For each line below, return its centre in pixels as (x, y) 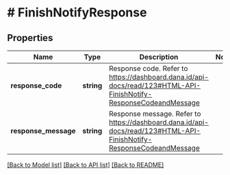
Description (159, 57)
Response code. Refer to (148, 68)
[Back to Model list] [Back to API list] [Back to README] (86, 165)
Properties (30, 38)
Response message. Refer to (155, 114)
